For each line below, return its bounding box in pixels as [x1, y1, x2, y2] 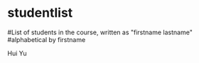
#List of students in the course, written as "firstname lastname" [7, 28, 193, 36]
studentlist [7, 5, 73, 21]
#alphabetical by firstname [7, 35, 86, 43]
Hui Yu [7, 49, 27, 57]
